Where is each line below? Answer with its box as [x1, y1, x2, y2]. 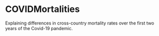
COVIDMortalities [5, 3, 80, 15]
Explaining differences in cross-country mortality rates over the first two [5, 20, 154, 26]
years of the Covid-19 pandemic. [5, 25, 73, 31]
